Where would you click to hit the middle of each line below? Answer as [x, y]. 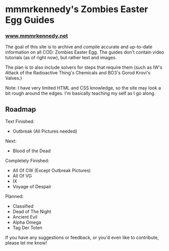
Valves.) [14, 78]
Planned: [14, 196]
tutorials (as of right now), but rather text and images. [61, 58]
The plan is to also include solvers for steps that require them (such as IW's [84, 67]
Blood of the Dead [31, 151]
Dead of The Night [32, 212]
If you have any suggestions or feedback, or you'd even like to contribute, [82, 238]
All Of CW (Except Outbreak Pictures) [52, 171]
